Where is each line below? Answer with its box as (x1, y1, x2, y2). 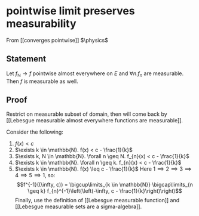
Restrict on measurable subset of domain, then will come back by (6, 110, 167, 118)
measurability (6, 17, 76, 30)
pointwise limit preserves (6, 4, 136, 18)
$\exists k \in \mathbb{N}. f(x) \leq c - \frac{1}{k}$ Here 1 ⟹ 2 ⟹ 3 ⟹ (14, 165, 192, 172)
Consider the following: (6, 128, 64, 135)
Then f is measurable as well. (6, 78, 79, 85)
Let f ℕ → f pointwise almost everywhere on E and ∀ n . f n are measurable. (6, 70, 184, 78)
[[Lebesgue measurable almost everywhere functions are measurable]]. (6, 117, 183, 124)
